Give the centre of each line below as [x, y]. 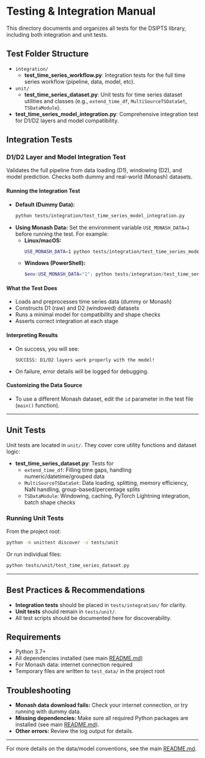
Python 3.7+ [31, 652]
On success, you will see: [47, 349]
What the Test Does [32, 288]
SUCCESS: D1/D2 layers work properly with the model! [85, 360]
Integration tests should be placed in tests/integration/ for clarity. [101, 605]
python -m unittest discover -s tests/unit [63, 542]
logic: [13, 451]
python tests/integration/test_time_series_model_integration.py [100, 216]
